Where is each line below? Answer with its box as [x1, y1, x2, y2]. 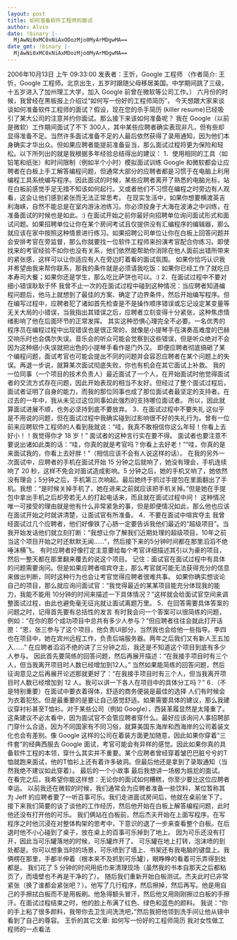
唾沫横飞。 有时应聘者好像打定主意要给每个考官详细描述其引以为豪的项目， [7, 546, 226, 554]
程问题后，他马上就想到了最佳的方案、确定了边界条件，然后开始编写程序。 [7, 290, 224, 298]
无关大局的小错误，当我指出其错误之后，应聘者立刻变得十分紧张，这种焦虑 [7, 307, 224, 316]
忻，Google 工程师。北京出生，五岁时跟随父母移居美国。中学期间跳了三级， [7, 78, 228, 87]
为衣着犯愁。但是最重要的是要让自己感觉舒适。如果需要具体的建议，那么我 [7, 695, 224, 704]
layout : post [7, 10, 46, 18]
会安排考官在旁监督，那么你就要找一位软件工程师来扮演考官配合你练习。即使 [7, 237, 230, 245]
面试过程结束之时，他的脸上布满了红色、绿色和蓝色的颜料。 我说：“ [25, 898, 222, 907]
